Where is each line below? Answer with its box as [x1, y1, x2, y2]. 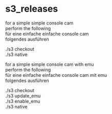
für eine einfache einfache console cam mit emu [5, 72, 107, 78]
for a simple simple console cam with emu [5, 61, 94, 67]
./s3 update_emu [5, 93, 41, 99]
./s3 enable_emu [5, 98, 40, 104]
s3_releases [5, 3, 58, 15]
